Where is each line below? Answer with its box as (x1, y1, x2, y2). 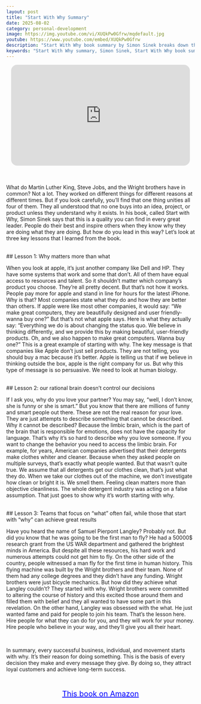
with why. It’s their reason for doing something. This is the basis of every (6, 653, 185, 660)
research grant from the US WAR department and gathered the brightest (6, 541, 184, 548)
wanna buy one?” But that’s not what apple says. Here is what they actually (6, 316, 191, 323)
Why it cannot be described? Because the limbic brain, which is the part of (6, 421, 190, 429)
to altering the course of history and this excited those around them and (6, 592, 184, 599)
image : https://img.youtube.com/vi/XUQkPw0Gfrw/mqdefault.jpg (6, 31, 165, 37)
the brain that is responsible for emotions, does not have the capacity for (6, 428, 186, 435)
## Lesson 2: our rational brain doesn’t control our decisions (6, 385, 156, 392)
